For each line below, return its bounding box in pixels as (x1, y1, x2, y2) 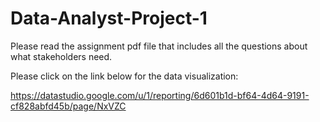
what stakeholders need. (10, 50, 113, 62)
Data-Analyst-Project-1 (10, 7, 208, 30)
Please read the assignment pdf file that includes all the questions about (10, 40, 308, 52)
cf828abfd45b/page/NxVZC (10, 100, 127, 112)
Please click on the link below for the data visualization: (10, 70, 239, 82)
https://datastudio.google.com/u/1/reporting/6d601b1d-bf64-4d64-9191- (10, 89, 310, 101)
